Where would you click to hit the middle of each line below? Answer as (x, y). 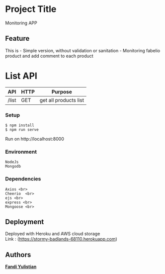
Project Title (31, 9)
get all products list (62, 100)
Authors (18, 255)
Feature (17, 39)
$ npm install (20, 125)
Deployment (25, 222)
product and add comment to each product (49, 56)
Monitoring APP (21, 23)
